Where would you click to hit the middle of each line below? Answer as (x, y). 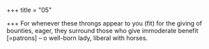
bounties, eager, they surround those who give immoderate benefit (103, 31)
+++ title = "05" (29, 10)
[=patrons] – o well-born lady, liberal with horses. (77, 38)
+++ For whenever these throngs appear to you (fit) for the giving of (104, 23)
